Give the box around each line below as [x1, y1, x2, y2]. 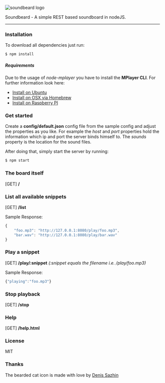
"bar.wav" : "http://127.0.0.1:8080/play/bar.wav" [14, 233, 118, 237]
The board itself [5, 170, 44, 177]
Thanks [5, 361, 24, 368]
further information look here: [5, 80, 65, 86]
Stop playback [5, 291, 40, 297]
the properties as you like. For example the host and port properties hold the [5, 128, 160, 135]
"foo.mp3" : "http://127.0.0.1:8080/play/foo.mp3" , [14, 228, 120, 233]
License [5, 337, 25, 344]
